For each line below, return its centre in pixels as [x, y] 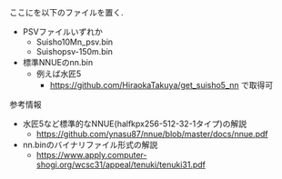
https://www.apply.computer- [91, 155]
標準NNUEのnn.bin [58, 62]
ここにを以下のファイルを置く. [67, 12]
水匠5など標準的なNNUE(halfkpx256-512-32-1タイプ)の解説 [135, 124]
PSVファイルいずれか [62, 32]
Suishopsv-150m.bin [75, 51]
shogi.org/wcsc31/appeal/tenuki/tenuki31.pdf [121, 164]
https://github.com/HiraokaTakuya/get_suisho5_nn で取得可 [161, 85]
